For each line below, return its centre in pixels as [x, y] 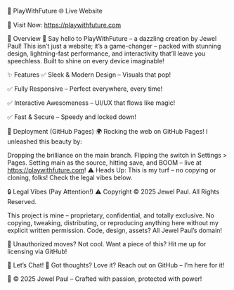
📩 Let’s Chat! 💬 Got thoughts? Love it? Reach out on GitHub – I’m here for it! [116, 265]
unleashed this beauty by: [45, 141]
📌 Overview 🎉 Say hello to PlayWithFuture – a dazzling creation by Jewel [112, 38]
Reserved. [22, 202]
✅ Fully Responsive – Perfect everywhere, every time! [85, 89]
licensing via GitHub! [37, 251]
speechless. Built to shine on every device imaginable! [86, 61]
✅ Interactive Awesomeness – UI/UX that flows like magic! [91, 103]
